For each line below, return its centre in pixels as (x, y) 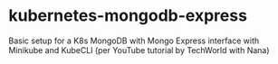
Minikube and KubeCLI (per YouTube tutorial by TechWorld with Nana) (139, 50)
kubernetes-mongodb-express (128, 16)
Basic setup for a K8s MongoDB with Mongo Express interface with (134, 41)
